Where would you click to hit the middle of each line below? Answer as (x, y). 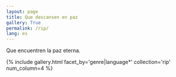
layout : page (22, 12)
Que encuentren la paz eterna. (44, 50)
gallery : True (24, 23)
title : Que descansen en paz (42, 17)
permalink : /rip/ (28, 28)
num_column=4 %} (30, 68)
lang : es (17, 34)
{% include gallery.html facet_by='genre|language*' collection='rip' (88, 62)
